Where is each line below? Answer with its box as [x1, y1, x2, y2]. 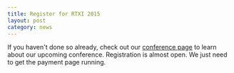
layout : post [7, 17, 46, 24]
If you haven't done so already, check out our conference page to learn [7, 43, 217, 52]
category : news [7, 23, 53, 30]
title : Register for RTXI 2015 [7, 10, 101, 18]
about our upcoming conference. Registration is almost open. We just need [7, 50, 228, 59]
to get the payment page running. [7, 58, 106, 67]
